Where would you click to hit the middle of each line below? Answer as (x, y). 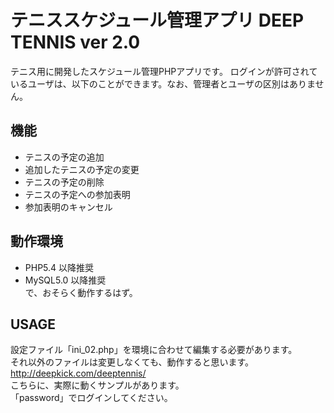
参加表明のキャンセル (68, 207)
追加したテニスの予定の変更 (82, 169)
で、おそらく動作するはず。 (81, 292)
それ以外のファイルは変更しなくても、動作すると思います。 (132, 362)
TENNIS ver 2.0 (75, 42)
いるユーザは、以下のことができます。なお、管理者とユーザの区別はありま (163, 83)
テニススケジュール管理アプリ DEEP (157, 20)
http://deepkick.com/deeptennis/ (78, 373)
